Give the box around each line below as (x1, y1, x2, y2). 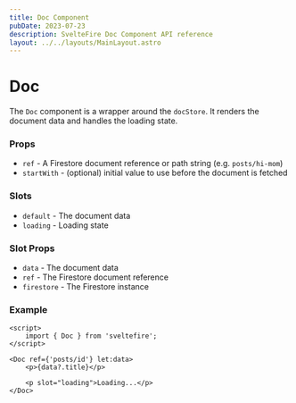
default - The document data (21, 210, 131, 221)
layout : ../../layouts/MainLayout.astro (9, 38, 162, 47)
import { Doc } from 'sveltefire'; (25, 332, 158, 340)
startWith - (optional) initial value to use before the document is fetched (21, 167, 288, 179)
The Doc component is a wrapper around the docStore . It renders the (9, 106, 260, 117)
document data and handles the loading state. (9, 115, 178, 126)
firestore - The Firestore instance (21, 281, 150, 292)
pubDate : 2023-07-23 (9, 21, 86, 30)
